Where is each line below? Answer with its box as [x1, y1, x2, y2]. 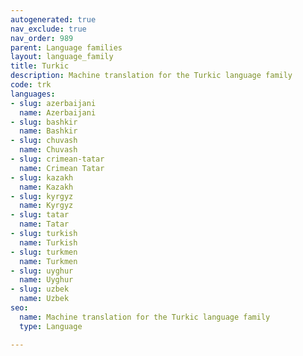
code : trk [10, 80, 52, 90]
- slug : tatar [10, 210, 70, 220]
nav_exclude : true [10, 24, 87, 34]
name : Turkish [19, 237, 78, 248]
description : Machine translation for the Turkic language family [10, 71, 293, 81]
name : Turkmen [19, 256, 78, 266]
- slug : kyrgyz [10, 191, 74, 201]
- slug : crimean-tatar [10, 154, 105, 164]
